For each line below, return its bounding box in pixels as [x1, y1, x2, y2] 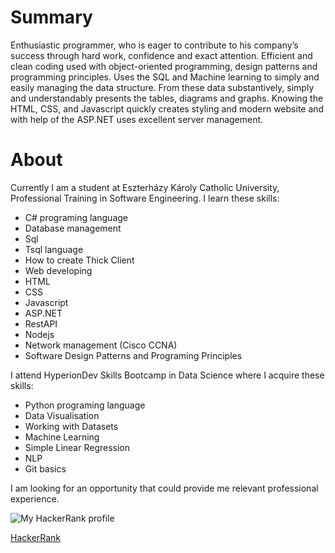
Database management [24, 222, 122, 234]
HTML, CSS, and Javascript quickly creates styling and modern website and [10, 102, 325, 115]
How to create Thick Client [24, 254, 135, 266]
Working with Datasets [24, 420, 119, 432]
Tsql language [24, 243, 84, 255]
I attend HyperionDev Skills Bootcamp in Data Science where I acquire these [10, 369, 325, 381]
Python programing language [24, 399, 146, 411]
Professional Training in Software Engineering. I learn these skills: [10, 192, 280, 204]
